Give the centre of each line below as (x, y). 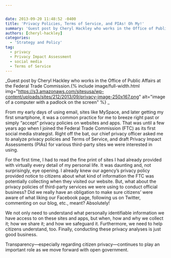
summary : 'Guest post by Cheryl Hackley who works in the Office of (79, 28)
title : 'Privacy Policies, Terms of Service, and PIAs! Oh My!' (75, 23)
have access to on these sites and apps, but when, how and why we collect (84, 218)
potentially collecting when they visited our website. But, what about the (81, 182)
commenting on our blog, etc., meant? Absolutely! (58, 203)
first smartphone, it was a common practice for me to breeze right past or (82, 118)
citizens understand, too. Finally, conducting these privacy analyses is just (83, 229)
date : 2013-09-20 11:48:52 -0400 (41, 19)
